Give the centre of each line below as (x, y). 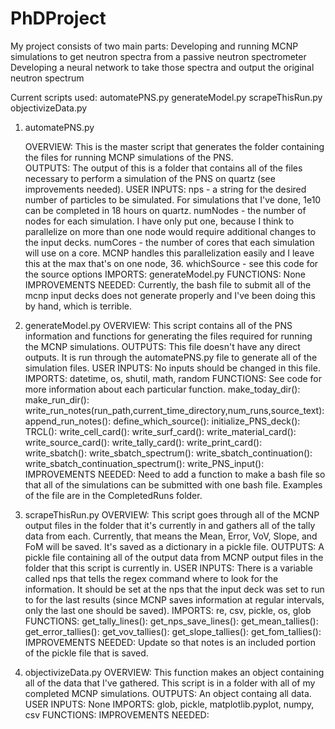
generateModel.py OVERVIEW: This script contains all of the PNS (158, 325)
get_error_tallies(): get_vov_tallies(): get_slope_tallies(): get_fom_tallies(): (173, 631)
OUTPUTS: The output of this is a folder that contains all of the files (163, 168)
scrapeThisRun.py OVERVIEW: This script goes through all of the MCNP (172, 514)
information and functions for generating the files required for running (168, 336)
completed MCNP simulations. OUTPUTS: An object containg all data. (168, 693)
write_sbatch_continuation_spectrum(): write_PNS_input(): (144, 463)
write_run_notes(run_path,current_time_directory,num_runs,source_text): (174, 410)
